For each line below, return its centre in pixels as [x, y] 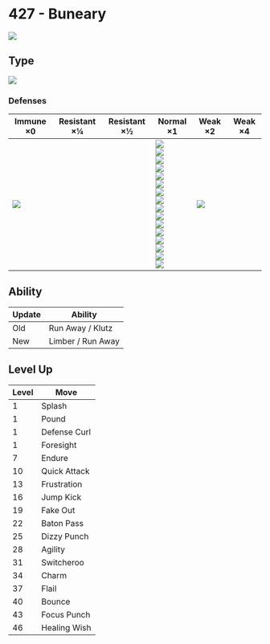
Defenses [27, 100]
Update [27, 314]
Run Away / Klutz [81, 328]
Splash [54, 406]
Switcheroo [63, 562]
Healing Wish [66, 627]
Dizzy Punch [65, 536]
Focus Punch [66, 614]
